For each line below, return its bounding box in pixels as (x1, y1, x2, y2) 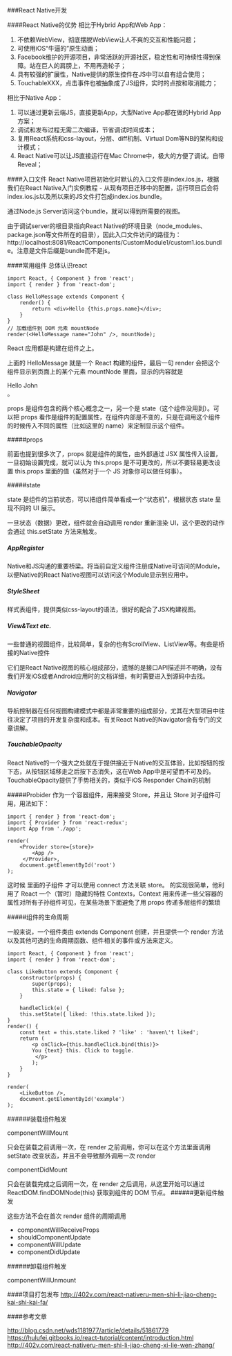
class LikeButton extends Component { (7, 968, 119, 975)
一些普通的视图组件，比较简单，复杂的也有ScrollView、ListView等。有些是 (7, 640, 219, 648)
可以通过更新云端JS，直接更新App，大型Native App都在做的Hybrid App (17, 108, 222, 116)
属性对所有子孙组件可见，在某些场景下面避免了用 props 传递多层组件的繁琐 (7, 898, 221, 906)
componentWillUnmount (7, 1276, 77, 1284)
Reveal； (17, 160, 43, 168)
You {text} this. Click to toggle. (32, 1047, 135, 1054)
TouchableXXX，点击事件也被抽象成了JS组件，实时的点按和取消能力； (17, 79, 218, 87)
